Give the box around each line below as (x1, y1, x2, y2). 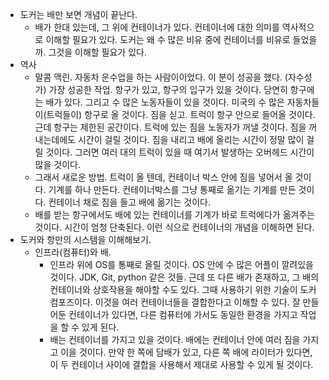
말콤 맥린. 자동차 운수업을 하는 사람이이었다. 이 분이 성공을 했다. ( (34, 71, 288, 83)
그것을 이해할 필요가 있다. (48, 46, 147, 58)
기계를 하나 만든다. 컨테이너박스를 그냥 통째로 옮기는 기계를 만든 (48, 184, 297, 195)
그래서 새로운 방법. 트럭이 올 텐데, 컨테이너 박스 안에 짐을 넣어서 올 (34, 171, 293, 183)
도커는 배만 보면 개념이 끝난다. (19, 9, 138, 20)
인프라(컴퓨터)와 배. (34, 246, 112, 258)
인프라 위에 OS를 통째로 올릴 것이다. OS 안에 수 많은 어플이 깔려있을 (49, 259, 314, 270)
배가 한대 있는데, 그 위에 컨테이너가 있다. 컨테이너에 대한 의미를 (34, 21, 280, 33)
